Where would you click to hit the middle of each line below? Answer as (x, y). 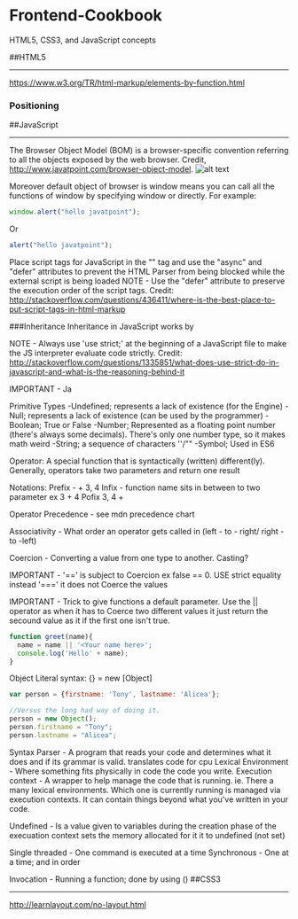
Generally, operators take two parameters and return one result (125, 470)
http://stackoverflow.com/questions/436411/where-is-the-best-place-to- (142, 300)
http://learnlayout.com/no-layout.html (78, 904)
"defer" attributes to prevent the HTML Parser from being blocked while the (147, 271)
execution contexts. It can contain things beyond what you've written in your (149, 799)
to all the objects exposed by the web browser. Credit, (108, 160)
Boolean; (25, 424)
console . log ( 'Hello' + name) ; (73, 653)
